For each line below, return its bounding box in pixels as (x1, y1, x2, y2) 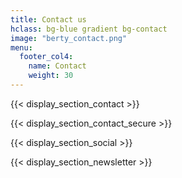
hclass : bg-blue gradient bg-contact (10, 24, 168, 34)
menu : (10, 42, 33, 53)
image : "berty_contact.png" (10, 33, 128, 43)
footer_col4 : (19, 52, 74, 62)
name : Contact (28, 61, 87, 71)
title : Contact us (10, 14, 87, 25)
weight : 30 (28, 71, 74, 81)
